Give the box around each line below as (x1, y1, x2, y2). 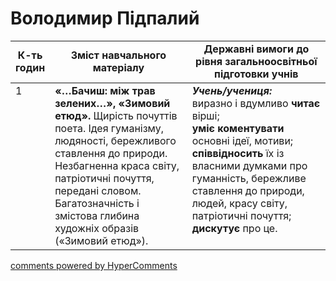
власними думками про (191, 158, 308, 172)
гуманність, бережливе (191, 171, 307, 185)
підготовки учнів (214, 67, 299, 81)
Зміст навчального (70, 48, 167, 62)
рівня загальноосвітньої (195, 54, 318, 68)
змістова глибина (54, 208, 140, 222)
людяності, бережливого (54, 133, 177, 147)
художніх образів (54, 221, 140, 235)
